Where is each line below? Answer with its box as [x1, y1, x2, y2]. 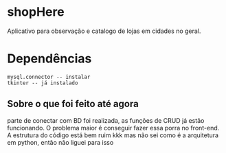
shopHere [7, 4, 65, 20]
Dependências [7, 51, 92, 67]
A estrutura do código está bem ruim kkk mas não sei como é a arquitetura [7, 131, 218, 139]
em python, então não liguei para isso [7, 138, 114, 146]
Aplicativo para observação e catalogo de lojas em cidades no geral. [7, 27, 201, 35]
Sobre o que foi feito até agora [7, 98, 139, 110]
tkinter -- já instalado [7, 80, 78, 86]
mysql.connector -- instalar [7, 73, 91, 80]
